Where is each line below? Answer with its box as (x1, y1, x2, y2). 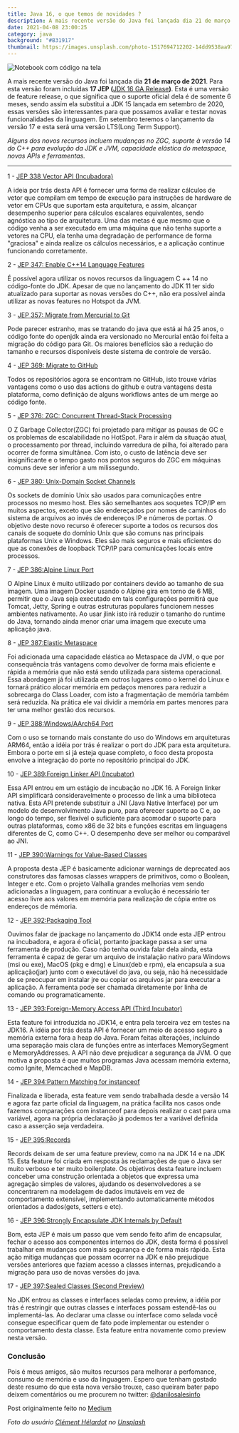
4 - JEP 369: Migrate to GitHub (7, 361, 98, 370)
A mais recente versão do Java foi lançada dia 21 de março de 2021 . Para (7, 77, 223, 86)
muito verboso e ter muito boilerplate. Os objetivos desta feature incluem (7, 1165, 222, 1173)
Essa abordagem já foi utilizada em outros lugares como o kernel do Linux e (7, 675, 230, 684)
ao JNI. (7, 836, 28, 845)
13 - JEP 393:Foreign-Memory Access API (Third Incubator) (7, 1004, 183, 1013)
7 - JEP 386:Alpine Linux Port (7, 565, 94, 574)
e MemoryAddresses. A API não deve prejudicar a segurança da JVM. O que (7, 1048, 232, 1057)
